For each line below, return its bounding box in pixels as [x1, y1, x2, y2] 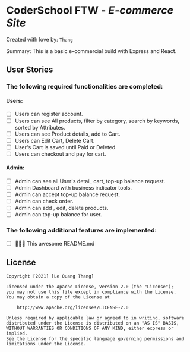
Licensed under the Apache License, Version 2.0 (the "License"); [6, 284, 174, 290]
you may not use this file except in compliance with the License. [6, 289, 177, 295]
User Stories [6, 65, 53, 75]
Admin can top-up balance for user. [14, 211, 102, 218]
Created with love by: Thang [6, 36, 73, 43]
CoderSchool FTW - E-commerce [6, 4, 174, 17]
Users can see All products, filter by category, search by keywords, [14, 117, 180, 124]
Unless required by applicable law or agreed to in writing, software [6, 315, 185, 321]
